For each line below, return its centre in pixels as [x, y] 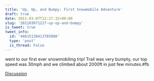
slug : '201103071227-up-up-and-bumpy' [44, 23]
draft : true [17, 14]
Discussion [16, 73]
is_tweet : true [20, 27]
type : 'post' [23, 41]
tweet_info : [17, 32]
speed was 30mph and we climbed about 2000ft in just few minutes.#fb [77, 64]
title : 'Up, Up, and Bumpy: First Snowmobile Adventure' [64, 9]
